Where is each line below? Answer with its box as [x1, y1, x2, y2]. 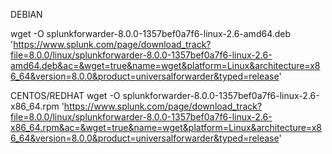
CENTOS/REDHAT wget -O [10, 90, 121, 101]
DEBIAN [10, 9, 43, 20]
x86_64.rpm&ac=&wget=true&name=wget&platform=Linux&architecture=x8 [10, 122, 322, 133]
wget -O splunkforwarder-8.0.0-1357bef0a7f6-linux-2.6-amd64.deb [10, 28, 292, 39]
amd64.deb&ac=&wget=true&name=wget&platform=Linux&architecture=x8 [10, 60, 321, 71]
